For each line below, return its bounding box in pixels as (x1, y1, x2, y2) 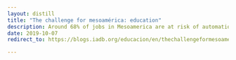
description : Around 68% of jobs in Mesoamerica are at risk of (7, 23, 199, 30)
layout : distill (7, 10, 55, 17)
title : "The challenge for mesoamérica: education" (7, 17, 162, 24)
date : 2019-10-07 (7, 29, 58, 37)
